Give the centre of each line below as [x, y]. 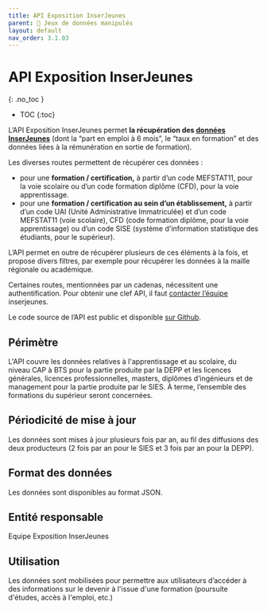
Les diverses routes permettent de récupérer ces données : [106, 162]
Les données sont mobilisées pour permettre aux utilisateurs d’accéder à [128, 581]
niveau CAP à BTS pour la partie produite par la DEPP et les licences [120, 370]
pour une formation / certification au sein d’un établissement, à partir [136, 203]
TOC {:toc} [37, 115]
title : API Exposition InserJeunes [67, 16]
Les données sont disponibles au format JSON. [85, 492]
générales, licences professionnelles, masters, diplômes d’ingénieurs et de [131, 378]
